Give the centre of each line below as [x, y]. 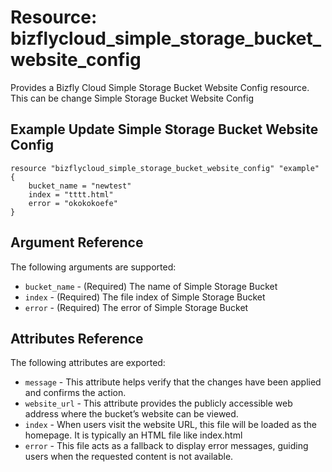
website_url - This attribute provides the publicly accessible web [158, 403]
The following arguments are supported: [93, 267]
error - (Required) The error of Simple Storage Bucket [136, 307]
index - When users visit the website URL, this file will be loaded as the [170, 425]
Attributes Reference [77, 338]
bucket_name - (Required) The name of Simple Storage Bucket [151, 286]
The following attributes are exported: [88, 363]
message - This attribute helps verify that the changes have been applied [173, 382]
